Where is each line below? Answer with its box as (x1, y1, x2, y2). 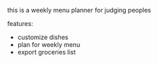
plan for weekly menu (17, 41, 81, 48)
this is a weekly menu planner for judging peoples (7, 6, 152, 14)
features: (7, 20, 34, 27)
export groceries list (17, 48, 76, 56)
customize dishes (17, 33, 69, 41)
